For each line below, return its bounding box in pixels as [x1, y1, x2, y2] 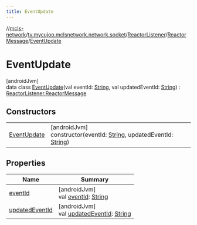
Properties [6, 158, 46, 168]
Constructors [6, 106, 56, 116]
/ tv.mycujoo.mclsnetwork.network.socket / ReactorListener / [26, 31, 168, 38]
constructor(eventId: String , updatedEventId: [50, 130, 174, 139]
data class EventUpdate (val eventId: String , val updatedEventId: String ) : [6, 83, 181, 90]
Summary [81, 176, 109, 184]
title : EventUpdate [6, 8, 54, 15]
